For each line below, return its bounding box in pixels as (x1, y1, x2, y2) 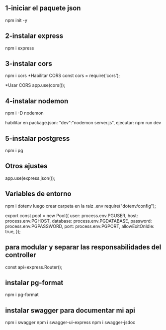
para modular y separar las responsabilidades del (5, 243, 162, 252)
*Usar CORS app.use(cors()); (5, 82, 66, 88)
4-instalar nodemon (5, 97, 69, 105)
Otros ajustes (5, 162, 48, 170)
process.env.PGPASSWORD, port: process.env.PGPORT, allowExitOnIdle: (5, 223, 155, 229)
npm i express (5, 45, 34, 51)
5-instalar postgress (5, 134, 70, 143)
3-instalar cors (5, 59, 52, 68)
